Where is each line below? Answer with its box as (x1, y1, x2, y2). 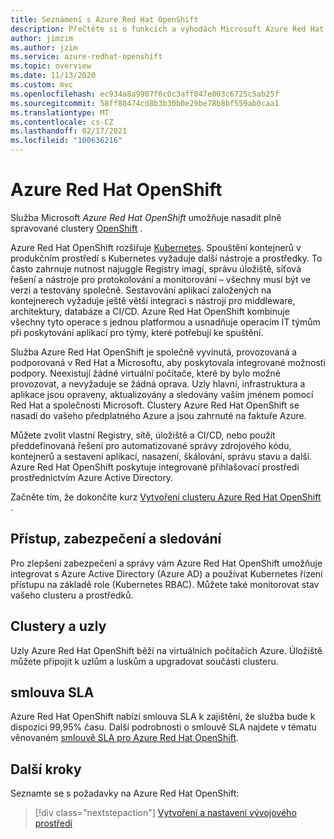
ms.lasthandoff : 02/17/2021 (10, 126, 128, 136)
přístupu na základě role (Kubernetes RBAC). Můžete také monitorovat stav (10, 578, 320, 590)
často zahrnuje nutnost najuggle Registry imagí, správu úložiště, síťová (10, 262, 302, 275)
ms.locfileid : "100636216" (10, 136, 123, 146)
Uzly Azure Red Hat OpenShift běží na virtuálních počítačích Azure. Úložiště (10, 644, 323, 656)
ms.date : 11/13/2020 (10, 71, 97, 81)
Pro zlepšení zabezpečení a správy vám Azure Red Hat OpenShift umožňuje (10, 557, 323, 569)
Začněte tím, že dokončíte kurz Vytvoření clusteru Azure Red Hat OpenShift (10, 491, 322, 503)
